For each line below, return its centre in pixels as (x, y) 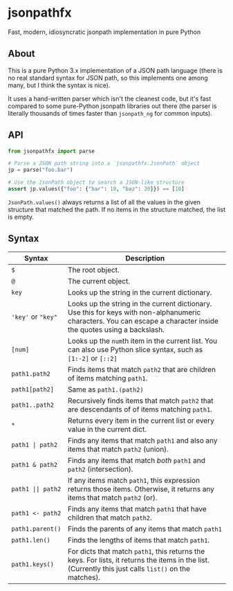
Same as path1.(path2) (105, 389)
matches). (84, 577)
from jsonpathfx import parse (52, 151)
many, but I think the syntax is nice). (59, 85)
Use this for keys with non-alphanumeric (134, 312)
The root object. (93, 270)
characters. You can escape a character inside (143, 321)
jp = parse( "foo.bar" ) (40, 170)
